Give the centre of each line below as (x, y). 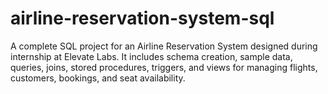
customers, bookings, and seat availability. (98, 78)
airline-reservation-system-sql (142, 18)
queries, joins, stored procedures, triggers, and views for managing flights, (164, 67)
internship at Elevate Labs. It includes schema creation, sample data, (151, 56)
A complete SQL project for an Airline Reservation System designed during (164, 46)
